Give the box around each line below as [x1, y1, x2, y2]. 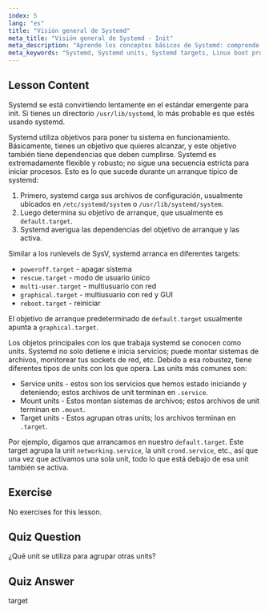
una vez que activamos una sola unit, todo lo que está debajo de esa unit [8, 454, 249, 463]
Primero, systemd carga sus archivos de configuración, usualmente [19, 190, 243, 200]
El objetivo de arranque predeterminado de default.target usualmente [8, 313, 243, 323]
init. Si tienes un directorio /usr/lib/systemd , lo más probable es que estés [8, 108, 255, 118]
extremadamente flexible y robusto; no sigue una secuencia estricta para [8, 158, 250, 167]
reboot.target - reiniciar [19, 298, 101, 308]
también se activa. [8, 462, 70, 472]
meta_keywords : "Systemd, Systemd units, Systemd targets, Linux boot [8, 49, 249, 57]
